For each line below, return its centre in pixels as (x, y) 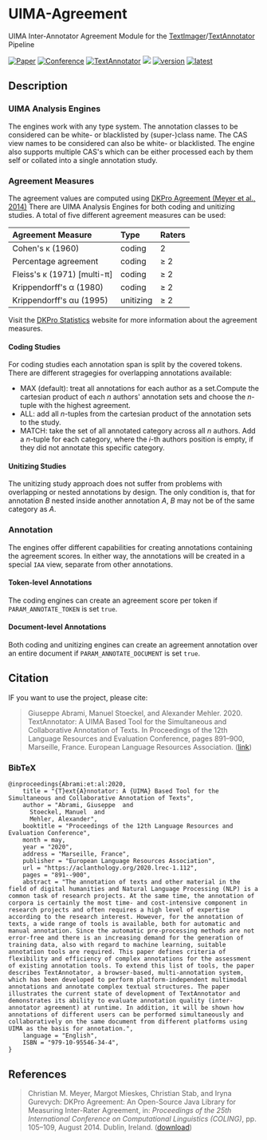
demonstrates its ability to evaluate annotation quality (106, 1001)
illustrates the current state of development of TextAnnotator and (124, 994)
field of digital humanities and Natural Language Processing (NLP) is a (133, 889)
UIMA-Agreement (68, 14)
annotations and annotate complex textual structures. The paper (119, 987)
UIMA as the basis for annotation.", (71, 1029)
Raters (173, 235)
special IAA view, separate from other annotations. (91, 564)
